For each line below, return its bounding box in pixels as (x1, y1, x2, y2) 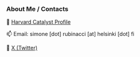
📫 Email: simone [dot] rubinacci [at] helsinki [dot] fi (6, 31, 135, 38)
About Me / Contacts (6, 5, 69, 13)
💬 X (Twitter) (6, 44, 38, 52)
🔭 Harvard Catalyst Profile (6, 19, 71, 26)
